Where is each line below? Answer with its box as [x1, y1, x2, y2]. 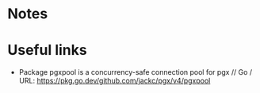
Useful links [7, 41, 88, 60]
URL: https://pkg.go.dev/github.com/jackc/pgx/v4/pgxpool [18, 76, 211, 86]
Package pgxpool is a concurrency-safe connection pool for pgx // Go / [18, 68, 253, 77]
